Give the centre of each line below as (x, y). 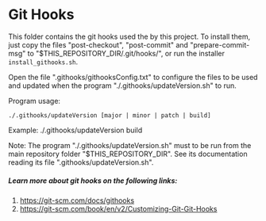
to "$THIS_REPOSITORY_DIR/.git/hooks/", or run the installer (126, 53)
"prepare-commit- (220, 44)
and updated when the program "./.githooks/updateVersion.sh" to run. (122, 86)
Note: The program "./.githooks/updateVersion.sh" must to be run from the (130, 145)
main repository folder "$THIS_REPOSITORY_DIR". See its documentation (128, 154)
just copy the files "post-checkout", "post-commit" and (98, 44)
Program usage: (35, 101)
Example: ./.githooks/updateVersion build (75, 130)
